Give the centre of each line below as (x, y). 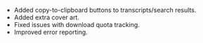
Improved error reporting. (51, 32)
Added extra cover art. (46, 17)
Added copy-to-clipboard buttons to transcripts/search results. (105, 10)
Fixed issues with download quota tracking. (77, 25)
